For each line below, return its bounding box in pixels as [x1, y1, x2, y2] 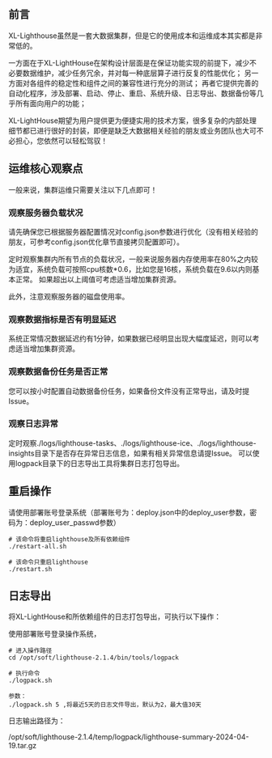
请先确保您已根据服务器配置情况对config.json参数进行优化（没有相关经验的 [8, 227, 259, 236]
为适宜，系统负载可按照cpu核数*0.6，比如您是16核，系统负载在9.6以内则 [8, 264, 253, 273]
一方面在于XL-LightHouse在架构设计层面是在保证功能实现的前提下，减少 [8, 57, 250, 67]
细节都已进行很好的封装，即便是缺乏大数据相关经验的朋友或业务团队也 [8, 125, 243, 135]
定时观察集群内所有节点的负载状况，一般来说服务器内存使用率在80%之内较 [8, 254, 259, 264]
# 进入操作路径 [8, 646, 53, 655]
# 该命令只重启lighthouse [8, 557, 89, 566]
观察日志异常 [8, 418, 59, 430]
